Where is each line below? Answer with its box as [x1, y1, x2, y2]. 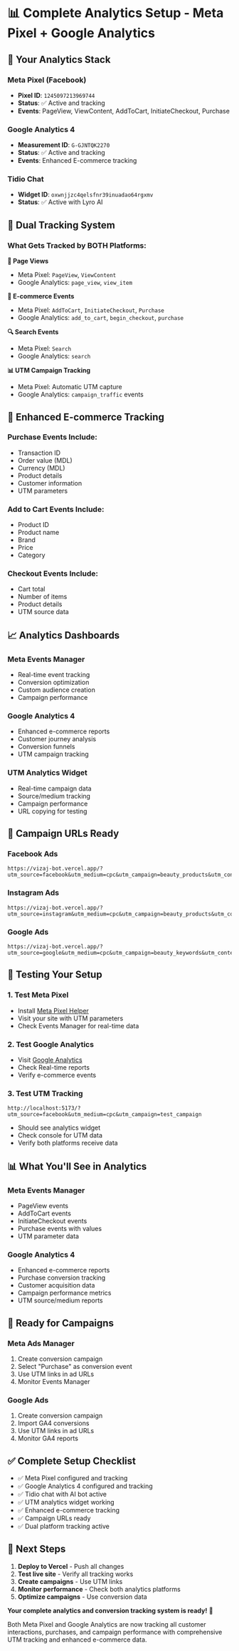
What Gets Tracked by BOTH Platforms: [7, 240, 147, 250]
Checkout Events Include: [7, 568, 98, 578]
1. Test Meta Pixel [7, 990, 69, 1000]
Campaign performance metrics [17, 1289, 112, 1298]
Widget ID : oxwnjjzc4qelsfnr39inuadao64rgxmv [17, 190, 154, 199]
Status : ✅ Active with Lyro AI [17, 198, 103, 206]
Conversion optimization [17, 678, 90, 687]
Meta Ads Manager [7, 1338, 75, 1348]
